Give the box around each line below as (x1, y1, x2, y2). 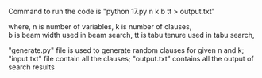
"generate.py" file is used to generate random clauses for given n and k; (8, 46, 245, 54)
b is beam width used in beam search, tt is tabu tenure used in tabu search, (8, 31, 255, 39)
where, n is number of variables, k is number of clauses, (8, 22, 192, 31)
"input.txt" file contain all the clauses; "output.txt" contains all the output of (8, 54, 254, 63)
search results (8, 62, 56, 72)
